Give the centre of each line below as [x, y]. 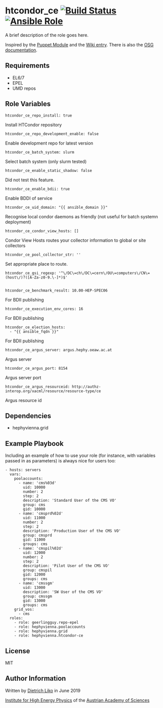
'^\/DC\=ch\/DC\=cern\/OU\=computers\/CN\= [104, 273]
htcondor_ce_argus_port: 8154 [37, 368]
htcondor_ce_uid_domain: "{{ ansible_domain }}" [56, 207]
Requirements [27, 66]
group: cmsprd [38, 536]
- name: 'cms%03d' [37, 483]
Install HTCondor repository [34, 125]
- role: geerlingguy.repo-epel [46, 623]
